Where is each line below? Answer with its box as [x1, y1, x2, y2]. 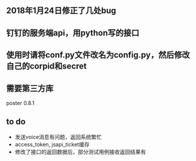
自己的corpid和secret [6, 61, 87, 72]
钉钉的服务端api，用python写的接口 [6, 27, 139, 38]
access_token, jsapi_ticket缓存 [14, 141, 90, 148]
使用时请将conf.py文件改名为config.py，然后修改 [6, 50, 190, 60]
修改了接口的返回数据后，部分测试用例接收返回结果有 [14, 148, 146, 155]
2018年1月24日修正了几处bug [6, 5, 117, 16]
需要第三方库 [6, 83, 54, 94]
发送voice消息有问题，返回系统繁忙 [14, 133, 102, 140]
